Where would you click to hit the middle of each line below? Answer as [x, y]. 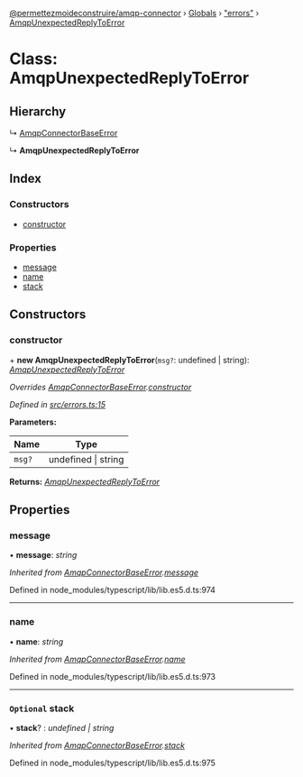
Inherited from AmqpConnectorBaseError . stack [97, 745]
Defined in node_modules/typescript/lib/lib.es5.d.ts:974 [113, 590]
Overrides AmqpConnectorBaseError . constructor [101, 387]
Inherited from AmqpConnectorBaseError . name [97, 659]
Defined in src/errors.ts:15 [58, 404]
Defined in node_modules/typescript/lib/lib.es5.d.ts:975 [113, 763]
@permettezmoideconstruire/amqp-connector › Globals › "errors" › [134, 13]
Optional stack [42, 708]
